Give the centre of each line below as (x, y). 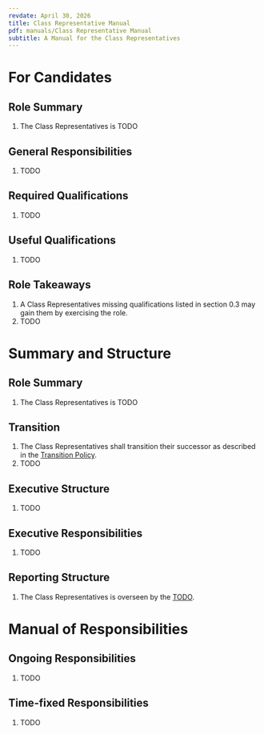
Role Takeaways (50, 285)
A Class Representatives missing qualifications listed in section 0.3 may (138, 304)
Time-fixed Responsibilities (79, 703)
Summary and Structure (90, 353)
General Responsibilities (70, 152)
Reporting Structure (59, 578)
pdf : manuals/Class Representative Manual (80, 30)
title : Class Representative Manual (69, 23)
